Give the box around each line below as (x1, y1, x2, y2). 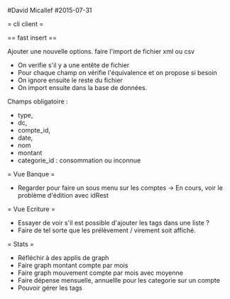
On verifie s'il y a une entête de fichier (17, 61, 130, 69)
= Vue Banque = (7, 170, 55, 178)
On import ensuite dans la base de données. (17, 84, 148, 91)
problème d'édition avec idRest (17, 191, 109, 199)
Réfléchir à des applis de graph (17, 254, 109, 261)
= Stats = (7, 240, 34, 248)
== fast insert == (7, 33, 57, 42)
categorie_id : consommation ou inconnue (17, 156, 141, 164)
